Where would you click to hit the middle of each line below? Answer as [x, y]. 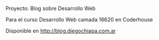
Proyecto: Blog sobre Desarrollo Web [51, 8]
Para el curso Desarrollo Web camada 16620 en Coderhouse [79, 19]
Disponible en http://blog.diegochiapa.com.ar [61, 31]
